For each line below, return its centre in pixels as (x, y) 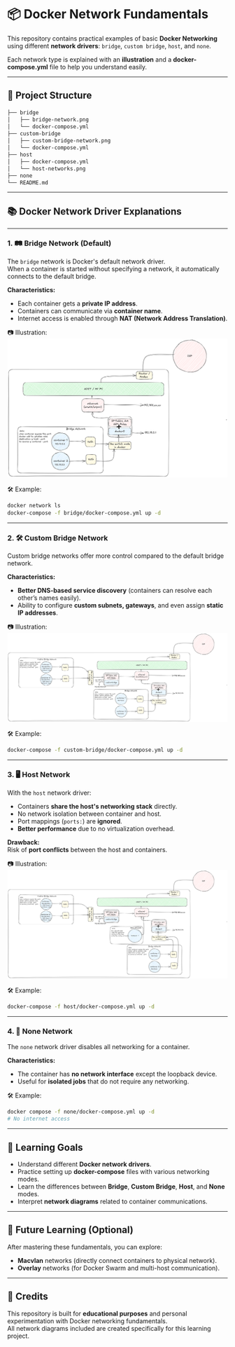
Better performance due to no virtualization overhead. (96, 828)
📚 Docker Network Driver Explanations (94, 212)
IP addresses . (37, 613)
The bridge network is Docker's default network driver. (86, 261)
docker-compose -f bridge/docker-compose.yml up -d (84, 513)
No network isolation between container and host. (90, 814)
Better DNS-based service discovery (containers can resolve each (114, 591)
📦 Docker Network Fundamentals (108, 14)
